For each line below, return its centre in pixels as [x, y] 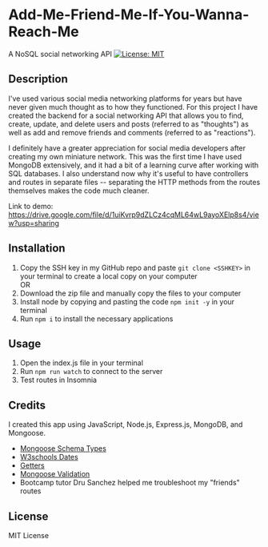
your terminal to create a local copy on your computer [108, 276]
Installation [37, 249]
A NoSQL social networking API [60, 54]
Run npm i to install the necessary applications [96, 319]
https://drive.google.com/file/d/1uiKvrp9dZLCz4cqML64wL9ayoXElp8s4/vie [134, 215]
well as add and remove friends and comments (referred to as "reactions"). [132, 132]
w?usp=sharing [34, 223]
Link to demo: [31, 206]
